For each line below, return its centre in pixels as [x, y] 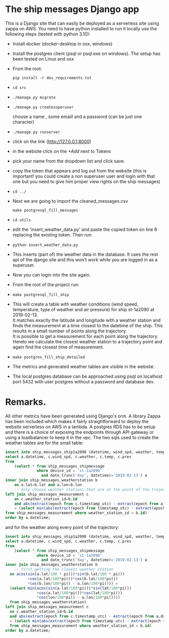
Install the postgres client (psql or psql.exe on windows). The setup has [87, 53]
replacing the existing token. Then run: [53, 235]
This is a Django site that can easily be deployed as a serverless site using [82, 23]
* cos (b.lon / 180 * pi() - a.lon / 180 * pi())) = [73, 584]
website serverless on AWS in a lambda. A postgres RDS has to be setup [80, 427]
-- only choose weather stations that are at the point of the [82, 489]
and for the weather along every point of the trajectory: [62, 527]
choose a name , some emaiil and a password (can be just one [77, 117]
